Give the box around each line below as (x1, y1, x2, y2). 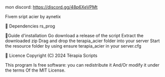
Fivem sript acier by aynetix (5, 14, 61, 19)
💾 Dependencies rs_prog (5, 23, 55, 29)
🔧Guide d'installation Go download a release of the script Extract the (5, 33, 144, 38)
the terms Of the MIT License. (5, 67, 66, 73)
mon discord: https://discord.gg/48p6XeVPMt (5, 4, 98, 10)
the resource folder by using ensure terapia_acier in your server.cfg (5, 43, 141, 49)
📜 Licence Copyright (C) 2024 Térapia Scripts (5, 52, 98, 58)
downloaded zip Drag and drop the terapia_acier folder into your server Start (5, 38, 160, 44)
